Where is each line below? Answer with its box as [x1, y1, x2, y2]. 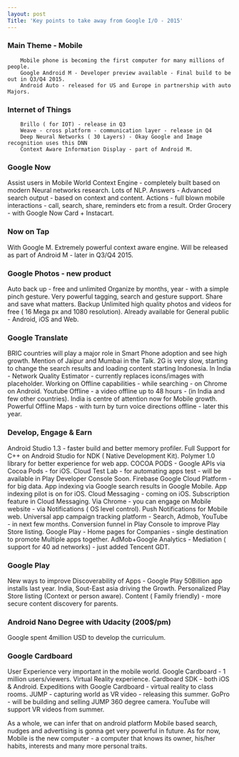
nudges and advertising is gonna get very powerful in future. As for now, [7, 726, 221, 736]
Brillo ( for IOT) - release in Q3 [20, 121, 126, 129]
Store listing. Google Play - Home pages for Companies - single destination [7, 527, 228, 536]
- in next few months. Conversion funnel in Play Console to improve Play [7, 519, 220, 528]
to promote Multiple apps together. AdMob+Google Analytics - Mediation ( [7, 535, 226, 543]
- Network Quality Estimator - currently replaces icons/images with [7, 372, 205, 381]
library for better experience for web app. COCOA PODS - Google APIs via [7, 458, 226, 468]
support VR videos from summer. [7, 705, 105, 714]
